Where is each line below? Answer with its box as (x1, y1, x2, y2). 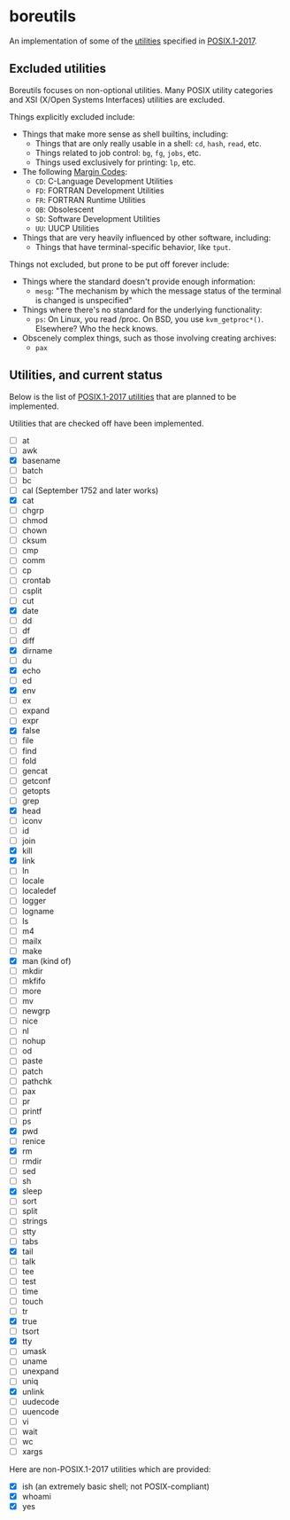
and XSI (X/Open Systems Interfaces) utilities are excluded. (9, 94, 225, 105)
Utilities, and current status (9, 368, 164, 383)
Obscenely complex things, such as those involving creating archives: (21, 333, 277, 343)
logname (21, 905, 55, 916)
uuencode (21, 1406, 59, 1416)
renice (21, 1135, 46, 1146)
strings (21, 1216, 48, 1226)
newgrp (21, 1006, 50, 1016)
